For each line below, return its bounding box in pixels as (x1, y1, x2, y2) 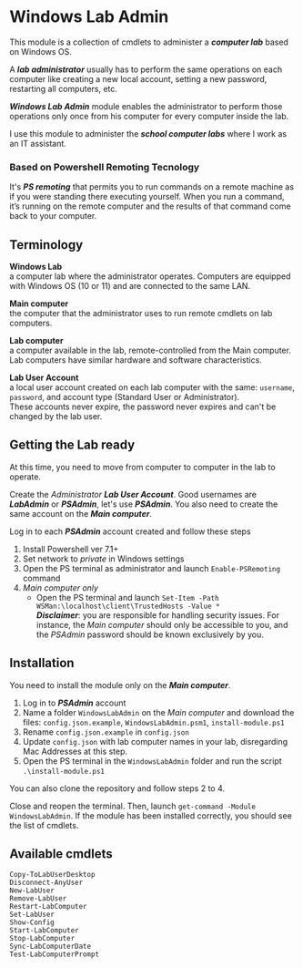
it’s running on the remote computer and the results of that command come (9, 201, 291, 211)
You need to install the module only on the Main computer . (9, 679, 231, 690)
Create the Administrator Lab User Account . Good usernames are (9, 489, 258, 499)
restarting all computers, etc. (9, 83, 118, 94)
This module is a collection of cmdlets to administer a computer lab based (9, 36, 289, 47)
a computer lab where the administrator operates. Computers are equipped (9, 271, 291, 282)
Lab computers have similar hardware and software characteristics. (9, 355, 262, 366)
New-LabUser (9, 886, 55, 895)
